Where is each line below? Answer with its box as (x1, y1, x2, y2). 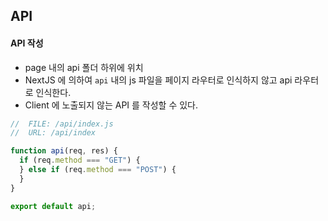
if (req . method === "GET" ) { (19, 155, 141, 166)
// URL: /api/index (10, 128, 97, 138)
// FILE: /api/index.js (10, 119, 114, 129)
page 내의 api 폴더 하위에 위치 (24, 61, 144, 73)
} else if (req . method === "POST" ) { (19, 165, 177, 175)
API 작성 (10, 37, 44, 49)
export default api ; (10, 201, 97, 211)
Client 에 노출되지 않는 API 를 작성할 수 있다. (24, 99, 199, 111)
